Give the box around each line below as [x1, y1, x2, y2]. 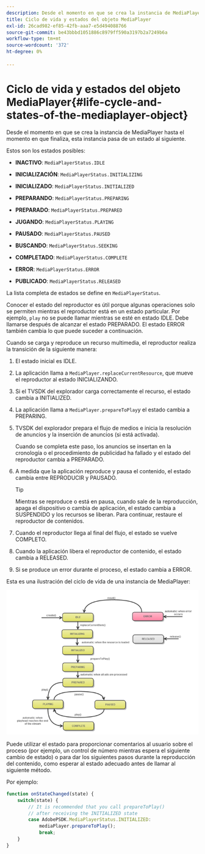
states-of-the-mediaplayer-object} [6, 108, 189, 122]
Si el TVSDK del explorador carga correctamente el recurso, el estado [15, 388, 191, 395]
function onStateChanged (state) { [6, 790, 95, 797]
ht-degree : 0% [6, 49, 43, 55]
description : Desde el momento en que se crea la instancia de [6, 10, 171, 16]
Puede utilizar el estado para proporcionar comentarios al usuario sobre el [6, 740, 193, 747]
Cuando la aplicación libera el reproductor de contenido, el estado [15, 547, 182, 555]
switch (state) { [17, 797, 59, 803]
